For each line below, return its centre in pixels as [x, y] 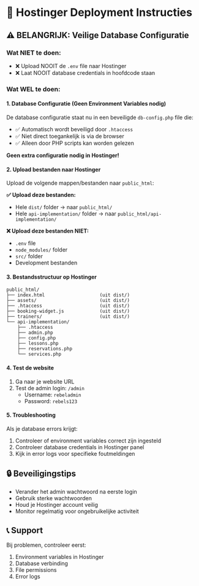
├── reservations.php [45, 349]
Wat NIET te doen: [34, 53]
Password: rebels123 [51, 401]
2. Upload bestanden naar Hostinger [54, 169]
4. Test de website [30, 368]
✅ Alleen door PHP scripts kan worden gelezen [75, 143]
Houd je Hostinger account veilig [57, 504]
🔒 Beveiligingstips [41, 474]
